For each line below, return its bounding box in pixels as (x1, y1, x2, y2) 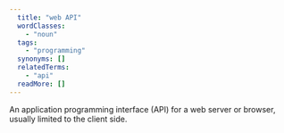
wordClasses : (17, 21, 66, 30)
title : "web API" (17, 12, 82, 22)
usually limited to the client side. (9, 113, 128, 124)
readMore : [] (17, 79, 66, 88)
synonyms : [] (17, 54, 66, 63)
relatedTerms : (17, 63, 70, 72)
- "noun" (25, 29, 58, 38)
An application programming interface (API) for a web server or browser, (9, 104, 276, 114)
